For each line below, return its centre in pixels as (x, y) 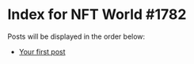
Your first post (42, 51)
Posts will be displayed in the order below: (76, 36)
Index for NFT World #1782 (97, 15)
